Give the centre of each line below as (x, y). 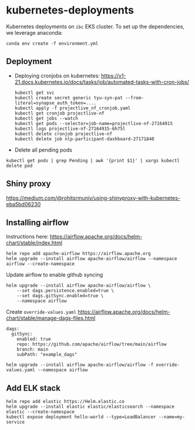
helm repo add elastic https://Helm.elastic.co (65, 402)
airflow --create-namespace (41, 264)
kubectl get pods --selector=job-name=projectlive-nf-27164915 (94, 123)
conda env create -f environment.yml (52, 43)
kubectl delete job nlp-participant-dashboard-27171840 (84, 139)
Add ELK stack (33, 388)
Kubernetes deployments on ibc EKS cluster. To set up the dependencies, (95, 26)
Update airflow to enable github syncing (55, 275)
